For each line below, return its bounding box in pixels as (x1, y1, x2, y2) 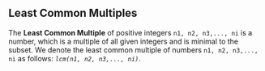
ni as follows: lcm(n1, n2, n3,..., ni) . (8, 53, 142, 63)
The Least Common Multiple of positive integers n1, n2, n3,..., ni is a (8, 27, 253, 37)
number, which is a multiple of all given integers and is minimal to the (8, 36, 239, 46)
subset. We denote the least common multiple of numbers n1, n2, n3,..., (8, 44, 259, 55)
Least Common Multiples (8, 6, 138, 20)
